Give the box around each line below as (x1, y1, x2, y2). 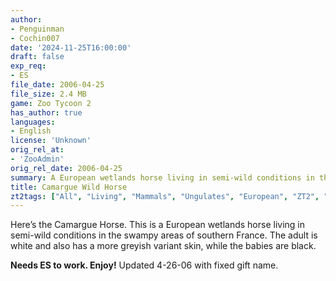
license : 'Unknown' (10, 136, 92, 146)
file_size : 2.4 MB (10, 89, 87, 99)
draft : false (10, 52, 65, 62)
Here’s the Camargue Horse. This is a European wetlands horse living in (10, 219, 306, 231)
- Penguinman (10, 24, 65, 34)
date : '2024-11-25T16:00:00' (10, 42, 132, 53)
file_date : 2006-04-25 (10, 80, 105, 90)
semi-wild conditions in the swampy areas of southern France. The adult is (10, 229, 318, 241)
